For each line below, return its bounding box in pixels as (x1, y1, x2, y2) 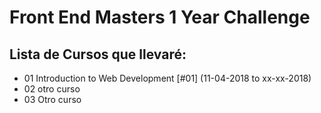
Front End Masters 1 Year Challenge (9, 6, 311, 29)
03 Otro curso (23, 94, 82, 105)
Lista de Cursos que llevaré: (9, 46, 187, 63)
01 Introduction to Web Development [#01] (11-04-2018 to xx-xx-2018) (23, 72, 312, 84)
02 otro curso (23, 83, 81, 95)
